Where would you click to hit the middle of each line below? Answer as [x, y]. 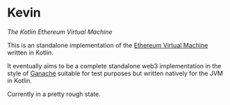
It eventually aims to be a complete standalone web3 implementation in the [114, 66]
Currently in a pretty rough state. [54, 94]
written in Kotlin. [31, 52]
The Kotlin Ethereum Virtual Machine [60, 32]
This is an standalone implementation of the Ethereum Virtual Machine [108, 45]
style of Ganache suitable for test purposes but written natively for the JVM [115, 73]
